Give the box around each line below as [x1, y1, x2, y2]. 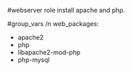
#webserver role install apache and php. [7, 6, 126, 14]
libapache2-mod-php [17, 49, 81, 56]
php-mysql [17, 56, 50, 64]
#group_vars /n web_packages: [7, 20, 99, 27]
